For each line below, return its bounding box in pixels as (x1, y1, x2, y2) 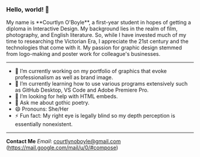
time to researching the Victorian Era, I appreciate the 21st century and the (6, 38, 189, 45)
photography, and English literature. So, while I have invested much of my (6, 32, 186, 39)
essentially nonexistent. (14, 121, 73, 128)
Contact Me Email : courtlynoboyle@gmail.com (6, 138, 121, 145)
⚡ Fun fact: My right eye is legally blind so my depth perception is (14, 112, 176, 120)
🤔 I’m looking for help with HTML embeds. (14, 93, 118, 100)
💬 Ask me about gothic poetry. (14, 99, 90, 106)
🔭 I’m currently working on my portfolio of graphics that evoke (14, 68, 167, 75)
